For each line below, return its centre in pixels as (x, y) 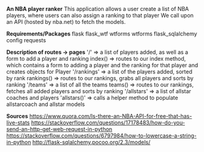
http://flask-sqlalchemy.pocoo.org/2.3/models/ (91, 142)
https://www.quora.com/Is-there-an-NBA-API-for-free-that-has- (111, 116)
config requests (26, 40)
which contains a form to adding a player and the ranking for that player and (102, 65)
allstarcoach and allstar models (46, 104)
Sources (17, 116)
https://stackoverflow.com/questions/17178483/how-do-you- (108, 123)
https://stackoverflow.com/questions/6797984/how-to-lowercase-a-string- (102, 135)
